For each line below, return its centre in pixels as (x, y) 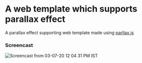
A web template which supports (71, 9)
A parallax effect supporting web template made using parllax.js (70, 32)
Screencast (19, 45)
